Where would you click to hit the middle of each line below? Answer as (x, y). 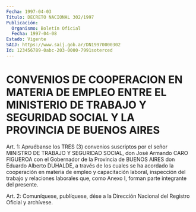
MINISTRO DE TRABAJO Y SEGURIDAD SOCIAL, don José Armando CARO (97, 153)
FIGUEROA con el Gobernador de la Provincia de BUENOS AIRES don (91, 159)
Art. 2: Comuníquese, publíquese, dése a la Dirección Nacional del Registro (98, 196)
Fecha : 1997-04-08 (34, 34)
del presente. (22, 184)
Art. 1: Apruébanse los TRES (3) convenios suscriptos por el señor (87, 147)
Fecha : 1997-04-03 (29, 12)
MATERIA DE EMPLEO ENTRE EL (87, 92)
